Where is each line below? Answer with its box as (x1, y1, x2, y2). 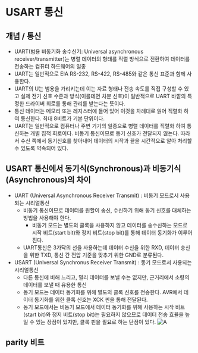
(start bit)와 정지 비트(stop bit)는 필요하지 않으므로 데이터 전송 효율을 (23, 311, 184, 318)
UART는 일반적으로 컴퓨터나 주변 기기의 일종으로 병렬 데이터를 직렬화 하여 (14, 123, 186, 129)
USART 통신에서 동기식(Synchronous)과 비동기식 (5, 164, 181, 174)
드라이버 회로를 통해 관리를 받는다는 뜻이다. (25, 100, 125, 107)
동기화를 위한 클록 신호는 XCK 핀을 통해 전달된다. (34, 296, 148, 303)
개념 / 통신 (5, 31, 42, 41)
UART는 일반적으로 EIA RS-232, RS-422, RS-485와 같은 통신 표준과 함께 (14, 70, 186, 77)
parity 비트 (5, 338, 45, 348)
